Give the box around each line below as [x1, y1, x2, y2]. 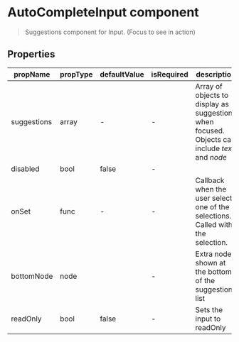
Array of [195, 81, 223, 91]
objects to [195, 90, 229, 100]
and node [195, 152, 228, 162]
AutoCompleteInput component [7, 4, 199, 21]
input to [195, 314, 221, 324]
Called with [195, 219, 233, 229]
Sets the [195, 304, 223, 314]
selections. [195, 211, 232, 221]
